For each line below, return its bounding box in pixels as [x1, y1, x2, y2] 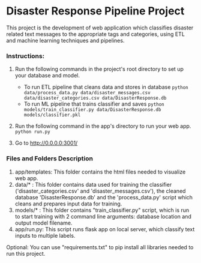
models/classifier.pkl [23, 112, 81, 118]
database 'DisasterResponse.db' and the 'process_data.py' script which [14, 193, 193, 201]
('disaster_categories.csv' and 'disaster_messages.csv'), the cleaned [14, 187, 186, 195]
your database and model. [14, 72, 80, 79]
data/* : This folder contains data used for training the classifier [14, 181, 172, 188]
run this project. [6, 250, 46, 257]
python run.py [14, 129, 50, 135]
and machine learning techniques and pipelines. [6, 37, 125, 44]
